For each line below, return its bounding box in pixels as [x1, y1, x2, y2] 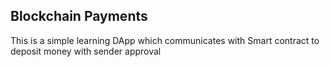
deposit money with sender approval [10, 45, 162, 57]
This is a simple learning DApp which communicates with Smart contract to [10, 34, 320, 46]
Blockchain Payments [10, 8, 148, 25]
